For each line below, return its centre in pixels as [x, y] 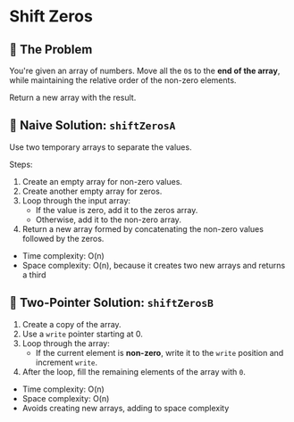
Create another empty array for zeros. [92, 191]
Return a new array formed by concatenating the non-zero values [143, 228]
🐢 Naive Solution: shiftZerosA [92, 125]
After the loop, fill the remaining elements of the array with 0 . [134, 371]
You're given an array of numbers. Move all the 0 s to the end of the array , [145, 70]
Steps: [21, 164]
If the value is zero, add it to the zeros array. [117, 210]
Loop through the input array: [76, 200]
